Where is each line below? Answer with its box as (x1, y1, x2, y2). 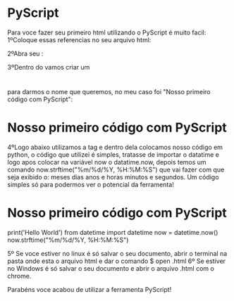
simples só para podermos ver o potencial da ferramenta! (7, 181, 174, 189)
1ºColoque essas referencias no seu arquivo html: (7, 35, 152, 44)
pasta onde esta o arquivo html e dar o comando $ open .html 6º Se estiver (7, 257, 226, 265)
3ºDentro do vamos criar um (7, 63, 90, 71)
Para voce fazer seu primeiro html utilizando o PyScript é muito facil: (7, 28, 207, 37)
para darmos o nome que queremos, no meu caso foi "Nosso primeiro (7, 88, 211, 96)
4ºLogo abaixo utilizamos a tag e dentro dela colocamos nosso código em (7, 143, 223, 152)
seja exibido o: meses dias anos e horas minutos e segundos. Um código (7, 173, 219, 181)
